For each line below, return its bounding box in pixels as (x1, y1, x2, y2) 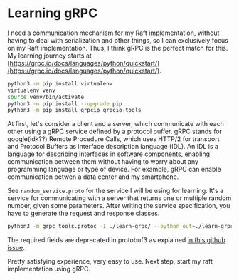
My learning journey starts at (7, 51, 92, 60)
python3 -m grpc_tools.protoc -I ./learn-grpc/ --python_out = (7, 223, 196, 230)
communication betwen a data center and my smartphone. (7, 172, 179, 181)
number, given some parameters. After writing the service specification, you (7, 202, 230, 210)
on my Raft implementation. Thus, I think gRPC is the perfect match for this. (7, 43, 228, 52)
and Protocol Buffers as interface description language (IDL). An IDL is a (7, 142, 219, 151)
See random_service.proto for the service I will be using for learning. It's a (7, 187, 224, 195)
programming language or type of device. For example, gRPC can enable (7, 165, 222, 174)
